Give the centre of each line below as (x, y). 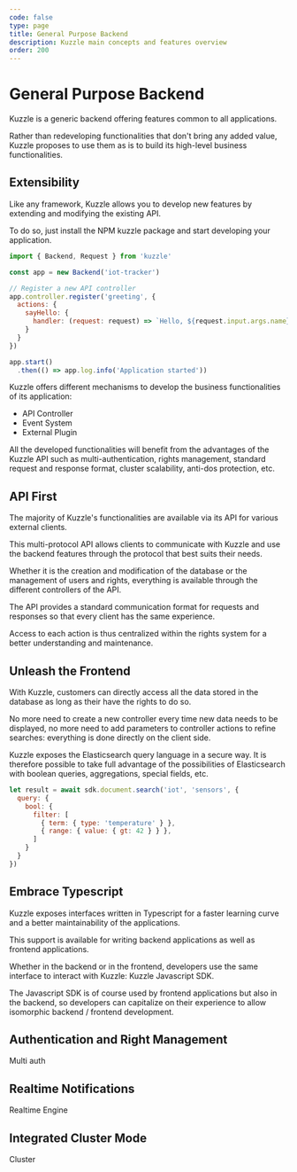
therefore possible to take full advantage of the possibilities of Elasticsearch (147, 764)
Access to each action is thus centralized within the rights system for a (138, 634)
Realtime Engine (38, 1110)
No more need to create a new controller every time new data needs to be (144, 719)
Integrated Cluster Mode (78, 1138)
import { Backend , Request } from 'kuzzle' (91, 256)
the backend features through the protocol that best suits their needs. (136, 554)
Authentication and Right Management (118, 1039)
